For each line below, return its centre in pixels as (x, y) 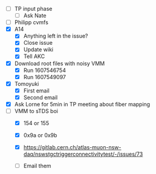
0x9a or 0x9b (40, 135)
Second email (41, 97)
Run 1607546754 (44, 70)
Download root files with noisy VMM (60, 63)
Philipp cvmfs (31, 22)
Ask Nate (35, 16)
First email (36, 91)
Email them (37, 166)
